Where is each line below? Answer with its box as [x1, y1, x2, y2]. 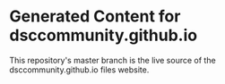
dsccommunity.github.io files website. [9, 64, 150, 75]
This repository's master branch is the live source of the [9, 55, 217, 65]
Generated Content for [9, 6, 181, 27]
